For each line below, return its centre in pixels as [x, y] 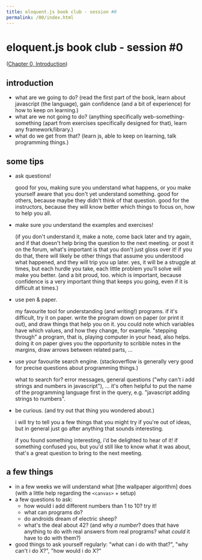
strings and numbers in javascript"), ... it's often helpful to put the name [103, 386]
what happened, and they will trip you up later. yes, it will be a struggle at [105, 262]
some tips [25, 161]
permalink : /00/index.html [40, 17]
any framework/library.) [44, 130]
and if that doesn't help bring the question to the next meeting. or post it [104, 243]
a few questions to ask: [44, 499]
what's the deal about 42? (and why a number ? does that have [101, 525]
